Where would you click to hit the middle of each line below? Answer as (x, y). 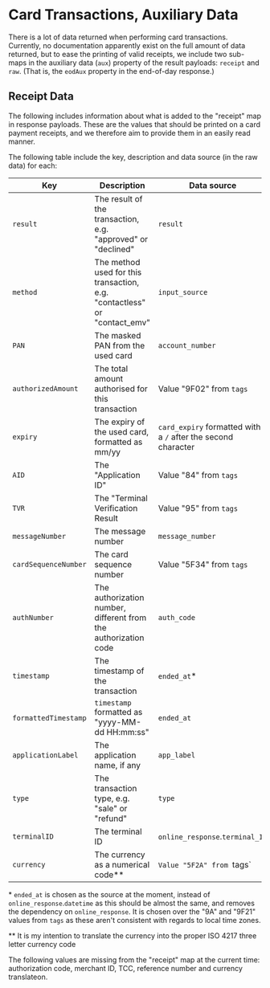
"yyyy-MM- (118, 722)
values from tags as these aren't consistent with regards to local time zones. (135, 920)
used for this (118, 272)
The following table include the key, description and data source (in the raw (133, 157)
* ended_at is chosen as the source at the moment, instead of (109, 894)
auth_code (176, 617)
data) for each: (33, 165)
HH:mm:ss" (128, 732)
